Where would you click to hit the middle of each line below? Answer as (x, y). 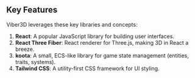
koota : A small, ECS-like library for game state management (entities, (102, 55)
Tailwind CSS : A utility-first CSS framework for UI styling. (87, 68)
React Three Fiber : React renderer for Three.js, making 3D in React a (102, 42)
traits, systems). (35, 62)
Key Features (32, 10)
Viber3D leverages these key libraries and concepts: (72, 24)
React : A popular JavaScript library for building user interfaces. (95, 36)
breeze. (25, 49)
